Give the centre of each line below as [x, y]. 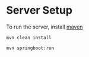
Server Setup [39, 10]
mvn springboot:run [30, 48]
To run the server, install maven [44, 27]
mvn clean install [29, 37]
